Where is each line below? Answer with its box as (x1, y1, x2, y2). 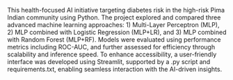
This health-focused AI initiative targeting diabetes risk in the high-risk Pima (7, 6, 225, 14)
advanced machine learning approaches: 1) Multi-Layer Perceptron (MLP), (7, 21, 220, 29)
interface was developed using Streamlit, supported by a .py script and (7, 58, 211, 65)
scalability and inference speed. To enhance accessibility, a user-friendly (7, 50, 217, 58)
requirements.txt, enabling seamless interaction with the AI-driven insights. (7, 65, 223, 73)
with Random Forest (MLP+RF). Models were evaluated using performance (7, 35, 221, 44)
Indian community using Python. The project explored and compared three (7, 13, 221, 22)
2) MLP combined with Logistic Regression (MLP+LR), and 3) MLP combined (7, 28, 227, 36)
